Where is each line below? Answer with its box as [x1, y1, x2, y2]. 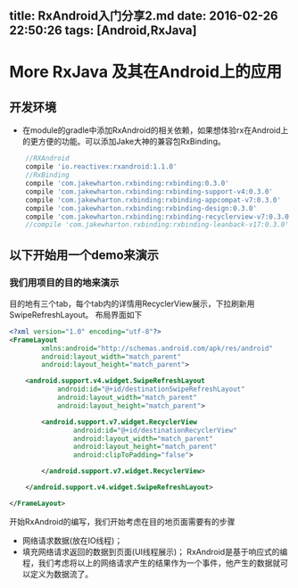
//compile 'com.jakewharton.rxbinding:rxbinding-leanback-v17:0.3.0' [25, 220, 290, 229]
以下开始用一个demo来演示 [9, 247, 159, 262]
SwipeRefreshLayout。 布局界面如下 [9, 309, 143, 319]
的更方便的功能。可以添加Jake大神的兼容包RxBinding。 [21, 137, 226, 147]
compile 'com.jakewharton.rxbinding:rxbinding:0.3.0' [25, 179, 229, 188]
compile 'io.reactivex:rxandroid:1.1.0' [25, 162, 178, 171]
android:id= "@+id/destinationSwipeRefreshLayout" [56, 385, 245, 394]
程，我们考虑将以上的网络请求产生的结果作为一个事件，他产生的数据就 [21, 557, 281, 568]
